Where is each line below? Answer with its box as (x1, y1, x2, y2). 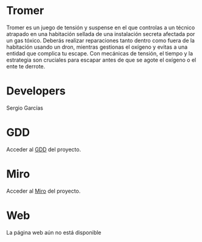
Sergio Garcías (6, 104, 44, 112)
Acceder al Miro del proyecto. (6, 187, 81, 194)
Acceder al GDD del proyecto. (6, 146, 81, 153)
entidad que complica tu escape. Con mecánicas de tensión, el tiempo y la (6, 49, 193, 57)
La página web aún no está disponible (6, 229, 102, 236)
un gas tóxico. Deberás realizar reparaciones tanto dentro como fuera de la (6, 37, 195, 44)
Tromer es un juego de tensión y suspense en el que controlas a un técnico (6, 24, 195, 31)
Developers (6, 84, 66, 98)
